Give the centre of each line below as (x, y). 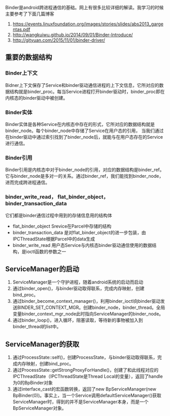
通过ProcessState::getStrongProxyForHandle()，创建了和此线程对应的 (86, 370)
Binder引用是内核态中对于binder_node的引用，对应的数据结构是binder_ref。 (85, 170)
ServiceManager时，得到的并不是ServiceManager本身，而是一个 (80, 402)
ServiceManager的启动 (42, 269)
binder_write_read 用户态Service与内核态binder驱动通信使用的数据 (82, 245)
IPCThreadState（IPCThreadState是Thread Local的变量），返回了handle (88, 376)
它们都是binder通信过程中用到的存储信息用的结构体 (59, 215)
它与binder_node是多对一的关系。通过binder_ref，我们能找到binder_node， (84, 176)
